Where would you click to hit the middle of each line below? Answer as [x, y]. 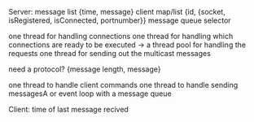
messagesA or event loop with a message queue [90, 94]
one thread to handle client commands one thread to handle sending [123, 85]
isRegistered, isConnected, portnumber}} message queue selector [120, 20]
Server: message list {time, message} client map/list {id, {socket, [117, 12]
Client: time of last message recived [68, 109]
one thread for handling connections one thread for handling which [121, 36]
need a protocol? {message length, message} [85, 69]
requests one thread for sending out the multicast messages [110, 53]
